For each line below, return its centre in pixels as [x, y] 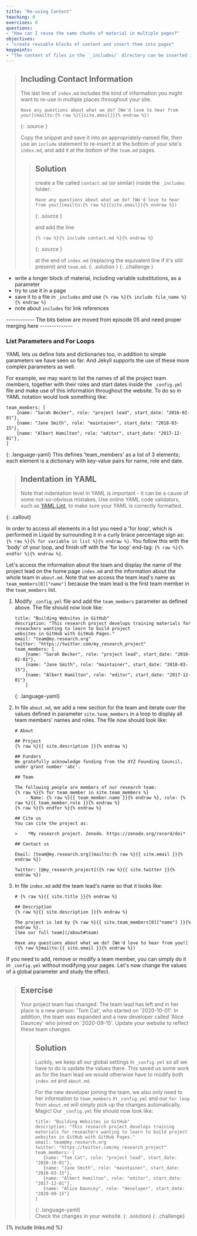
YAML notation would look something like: [57, 397]
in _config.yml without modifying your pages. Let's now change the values [96, 965]
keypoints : [19, 50]
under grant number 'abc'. [47, 767]
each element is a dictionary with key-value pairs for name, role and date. [95, 461]
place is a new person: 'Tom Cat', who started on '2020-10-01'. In [99, 1011]
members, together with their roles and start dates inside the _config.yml [94, 384]
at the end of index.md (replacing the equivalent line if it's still [109, 261]
